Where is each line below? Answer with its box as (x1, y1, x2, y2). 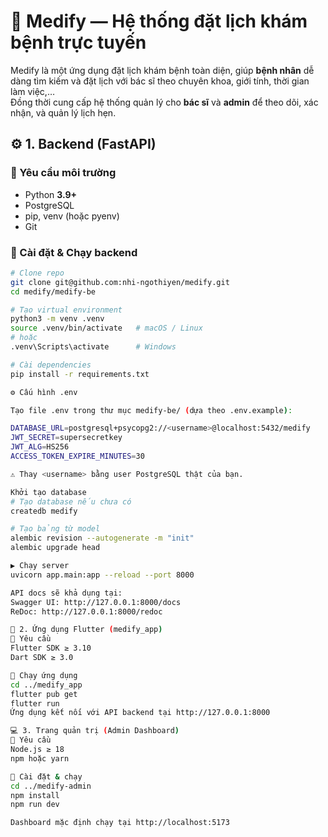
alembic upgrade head (10, 543, 101, 553)
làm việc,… (10, 85, 56, 97)
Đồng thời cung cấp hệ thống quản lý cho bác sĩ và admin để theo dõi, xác (10, 96, 319, 108)
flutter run (10, 698, 60, 709)
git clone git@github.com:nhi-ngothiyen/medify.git (10, 277, 230, 287)
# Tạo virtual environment (10, 305, 123, 315)
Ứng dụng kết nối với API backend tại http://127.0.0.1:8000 (10, 708, 271, 718)
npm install (10, 790, 60, 800)
